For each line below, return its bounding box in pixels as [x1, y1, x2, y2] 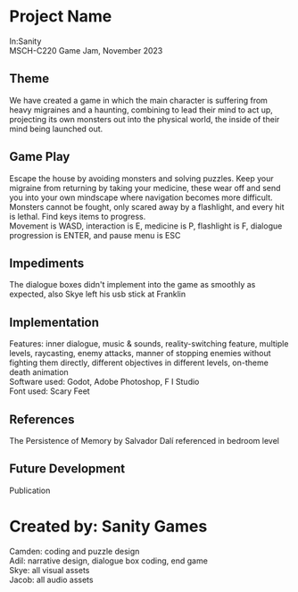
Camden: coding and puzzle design [9, 546, 140, 556]
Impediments [9, 255, 85, 271]
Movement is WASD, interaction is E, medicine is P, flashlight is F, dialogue [9, 221, 283, 231]
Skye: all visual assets [9, 564, 90, 575]
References [9, 412, 75, 427]
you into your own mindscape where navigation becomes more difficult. [9, 192, 274, 203]
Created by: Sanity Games [9, 516, 208, 537]
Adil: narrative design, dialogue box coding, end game [9, 555, 208, 566]
